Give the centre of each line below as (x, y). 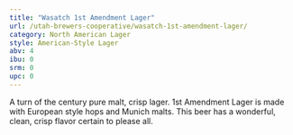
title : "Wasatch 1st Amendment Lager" (82, 18)
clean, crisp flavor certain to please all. (81, 121)
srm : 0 (22, 68)
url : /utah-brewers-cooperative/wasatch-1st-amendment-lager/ (128, 26)
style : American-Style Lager (64, 43)
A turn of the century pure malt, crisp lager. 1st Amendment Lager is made (147, 102)
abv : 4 (22, 51)
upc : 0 (22, 76)
